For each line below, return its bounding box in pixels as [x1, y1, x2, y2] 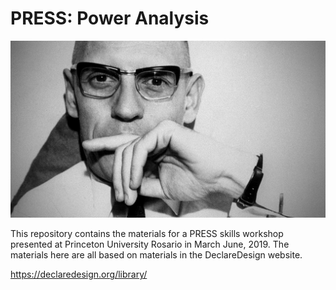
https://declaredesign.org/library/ [10, 268, 148, 281]
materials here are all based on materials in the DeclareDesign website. [10, 249, 303, 261]
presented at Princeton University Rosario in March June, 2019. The [10, 238, 290, 251]
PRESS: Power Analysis [10, 7, 210, 30]
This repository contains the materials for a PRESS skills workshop [10, 228, 284, 240]
